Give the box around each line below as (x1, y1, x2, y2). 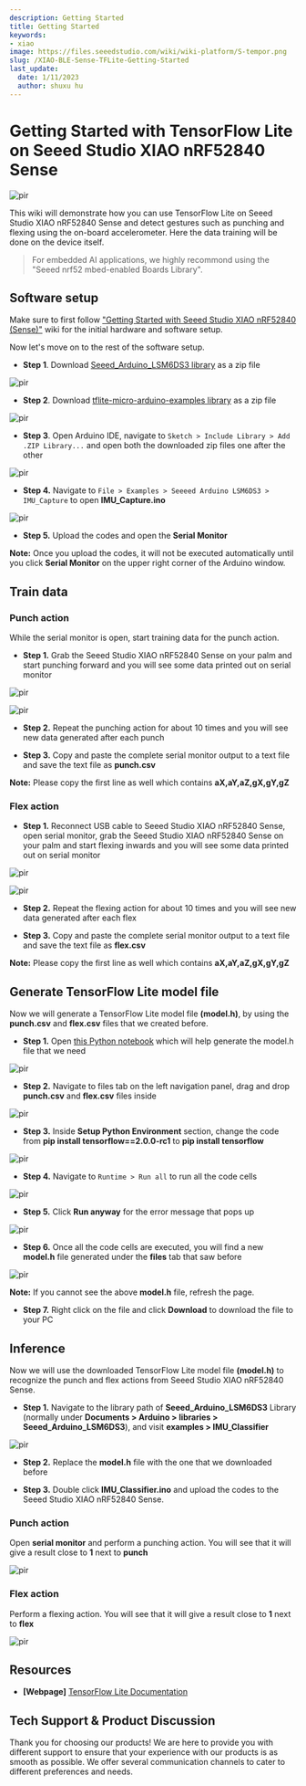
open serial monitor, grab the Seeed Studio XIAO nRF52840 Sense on (22, 830, 284, 841)
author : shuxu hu (17, 81, 84, 90)
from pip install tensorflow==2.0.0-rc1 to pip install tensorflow (22, 1136, 264, 1147)
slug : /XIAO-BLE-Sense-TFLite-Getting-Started (9, 56, 189, 65)
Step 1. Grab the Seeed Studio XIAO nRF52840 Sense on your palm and (22, 650, 293, 661)
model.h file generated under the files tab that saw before (22, 1252, 242, 1263)
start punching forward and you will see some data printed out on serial (22, 659, 291, 671)
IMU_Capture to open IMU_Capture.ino (22, 495, 166, 506)
